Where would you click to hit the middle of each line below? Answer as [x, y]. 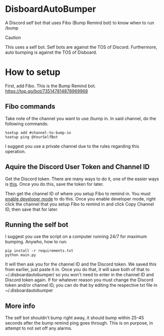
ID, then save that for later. [32, 209]
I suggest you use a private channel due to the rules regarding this [72, 146]
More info [20, 306]
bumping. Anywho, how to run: [36, 242]
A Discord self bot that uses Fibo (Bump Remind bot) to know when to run [80, 23]
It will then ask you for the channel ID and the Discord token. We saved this [81, 264]
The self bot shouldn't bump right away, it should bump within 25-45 [74, 318]
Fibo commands [30, 107]
